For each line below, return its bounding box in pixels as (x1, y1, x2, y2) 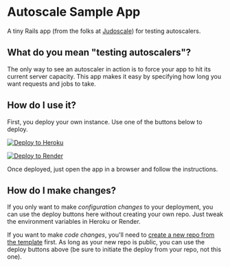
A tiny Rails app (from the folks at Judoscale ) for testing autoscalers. (7, 27, 201, 35)
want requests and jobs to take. (7, 80, 96, 88)
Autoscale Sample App (7, 4, 141, 20)
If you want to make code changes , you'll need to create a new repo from (7, 231, 215, 239)
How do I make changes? (7, 185, 117, 196)
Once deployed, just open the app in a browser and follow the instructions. (7, 165, 218, 173)
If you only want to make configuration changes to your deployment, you (7, 203, 214, 211)
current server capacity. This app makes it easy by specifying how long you (7, 72, 222, 80)
